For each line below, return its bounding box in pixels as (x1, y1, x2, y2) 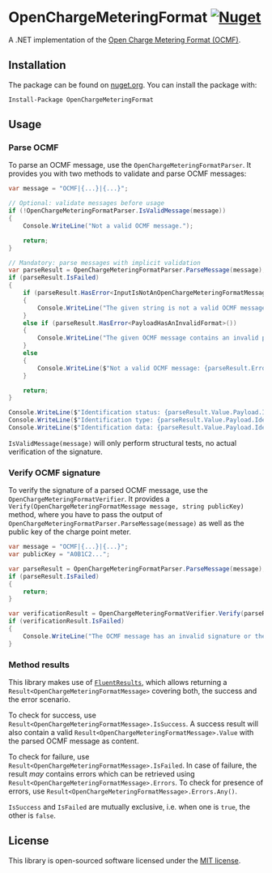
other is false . (8, 811, 57, 820)
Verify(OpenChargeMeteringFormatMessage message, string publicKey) (8, 503, 244, 511)
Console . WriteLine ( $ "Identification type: (8, 416, 154, 425)
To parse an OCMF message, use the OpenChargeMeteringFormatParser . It (8, 160, 252, 170)
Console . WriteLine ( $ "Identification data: (8, 424, 154, 432)
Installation (8, 58, 66, 72)
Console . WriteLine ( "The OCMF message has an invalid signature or (23, 632, 252, 640)
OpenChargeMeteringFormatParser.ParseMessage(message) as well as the (8, 519, 244, 529)
